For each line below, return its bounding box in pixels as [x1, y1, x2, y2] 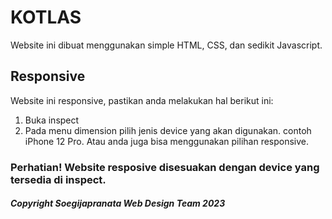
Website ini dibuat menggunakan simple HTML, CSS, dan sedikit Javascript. [10, 39, 323, 51]
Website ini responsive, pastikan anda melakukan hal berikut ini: [10, 94, 274, 106]
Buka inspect [24, 114, 80, 126]
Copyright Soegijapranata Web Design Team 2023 [10, 197, 226, 210]
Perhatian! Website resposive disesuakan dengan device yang [10, 160, 320, 174]
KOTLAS [10, 6, 82, 29]
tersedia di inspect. [10, 172, 107, 186]
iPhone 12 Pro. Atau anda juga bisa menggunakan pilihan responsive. [24, 135, 310, 147]
